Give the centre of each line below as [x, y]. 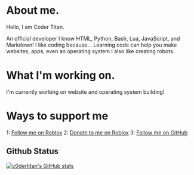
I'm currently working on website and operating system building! [85, 92]
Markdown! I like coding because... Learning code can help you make [92, 45]
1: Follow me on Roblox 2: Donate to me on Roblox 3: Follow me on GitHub [97, 133]
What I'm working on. [61, 76]
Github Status [32, 151]
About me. [33, 10]
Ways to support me [57, 116]
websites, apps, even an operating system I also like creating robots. [90, 51]
